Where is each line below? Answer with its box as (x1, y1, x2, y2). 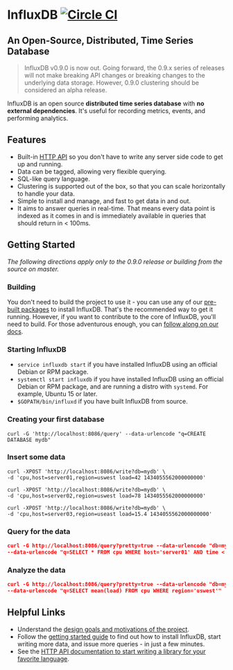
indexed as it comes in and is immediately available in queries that (17, 212, 207, 220)
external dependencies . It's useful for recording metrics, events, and (7, 107, 206, 114)
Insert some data (7, 452, 66, 462)
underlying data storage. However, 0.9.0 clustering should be (24, 78, 200, 87)
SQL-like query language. (17, 174, 90, 183)
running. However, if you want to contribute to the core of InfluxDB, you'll (7, 312, 216, 320)
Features (7, 134, 46, 146)
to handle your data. (17, 189, 75, 198)
